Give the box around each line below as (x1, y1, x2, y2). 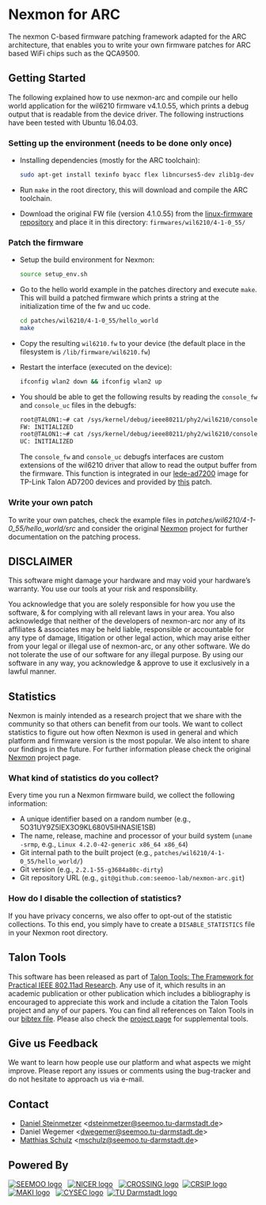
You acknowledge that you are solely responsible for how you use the (8, 599, 236, 609)
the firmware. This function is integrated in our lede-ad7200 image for (19, 469, 249, 478)
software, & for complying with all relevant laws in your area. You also (8, 608, 235, 618)
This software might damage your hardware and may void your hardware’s (8, 576, 251, 585)
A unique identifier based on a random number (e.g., (19, 814, 192, 824)
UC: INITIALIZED (19, 438, 74, 446)
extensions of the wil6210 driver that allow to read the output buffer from (19, 461, 257, 470)
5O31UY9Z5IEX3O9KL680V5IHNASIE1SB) (19, 823, 157, 832)
